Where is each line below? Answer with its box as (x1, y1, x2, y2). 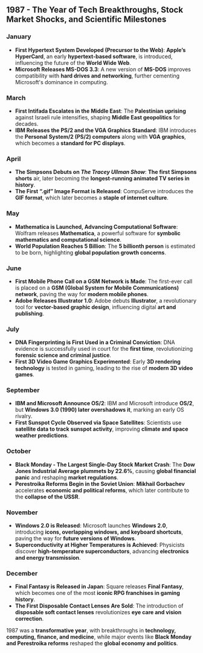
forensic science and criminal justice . (14, 351, 112, 359)
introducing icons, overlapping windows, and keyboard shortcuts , (14, 528, 183, 535)
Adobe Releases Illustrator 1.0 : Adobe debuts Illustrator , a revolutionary (14, 297, 197, 304)
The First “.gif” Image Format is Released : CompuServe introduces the (14, 188, 193, 195)
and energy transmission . (14, 554, 81, 562)
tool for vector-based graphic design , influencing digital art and (14, 303, 176, 311)
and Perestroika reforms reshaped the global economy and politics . (6, 640, 178, 647)
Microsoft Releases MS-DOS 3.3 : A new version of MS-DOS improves (14, 65, 192, 73)
